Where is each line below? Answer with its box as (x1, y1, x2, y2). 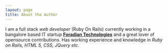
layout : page (5, 7, 33, 13)
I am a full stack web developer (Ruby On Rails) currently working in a (5, 26, 151, 32)
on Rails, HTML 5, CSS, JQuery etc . (5, 42, 80, 48)
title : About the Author (5, 12, 58, 17)
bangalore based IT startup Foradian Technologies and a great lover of (5, 31, 155, 37)
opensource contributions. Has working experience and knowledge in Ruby (5, 36, 163, 43)
